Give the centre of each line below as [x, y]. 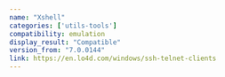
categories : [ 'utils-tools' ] [63, 26]
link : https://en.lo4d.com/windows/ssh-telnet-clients [113, 58]
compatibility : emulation [57, 34]
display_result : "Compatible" [65, 42]
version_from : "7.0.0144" [57, 50]
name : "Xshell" [37, 17]
